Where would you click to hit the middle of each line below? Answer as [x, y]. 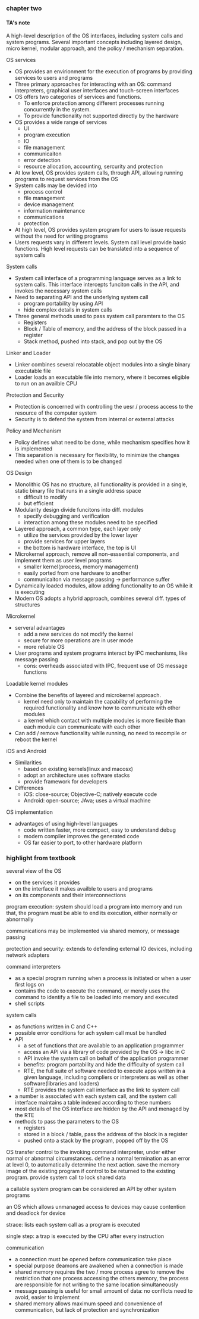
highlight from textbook [41, 858]
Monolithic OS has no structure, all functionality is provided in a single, [101, 484]
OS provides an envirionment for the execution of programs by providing [103, 71]
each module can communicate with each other [82, 727]
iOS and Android [26, 751]
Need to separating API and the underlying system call [81, 297]
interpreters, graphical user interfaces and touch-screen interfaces [97, 91]
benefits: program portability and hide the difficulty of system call [104, 1065]
